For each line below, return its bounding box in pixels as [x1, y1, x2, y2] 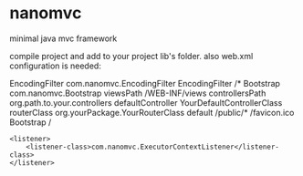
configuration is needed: [9, 60, 102, 71]
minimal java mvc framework [9, 33, 118, 44]
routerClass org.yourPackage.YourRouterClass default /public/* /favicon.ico [9, 107, 295, 118]
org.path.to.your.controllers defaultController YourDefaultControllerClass [9, 97, 283, 108]
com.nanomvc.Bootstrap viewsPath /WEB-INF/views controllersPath [9, 88, 266, 98]
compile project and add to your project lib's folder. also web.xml [9, 50, 254, 61]
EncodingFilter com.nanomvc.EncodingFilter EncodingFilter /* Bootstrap [9, 78, 281, 88]
